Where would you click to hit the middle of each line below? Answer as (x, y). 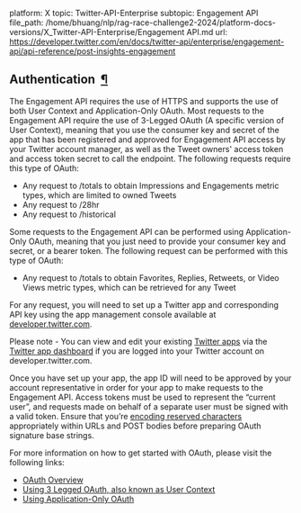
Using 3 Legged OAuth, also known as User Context (119, 489)
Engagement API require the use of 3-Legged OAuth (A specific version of (147, 120)
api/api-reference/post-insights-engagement (93, 51)
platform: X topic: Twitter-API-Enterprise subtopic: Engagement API (134, 13)
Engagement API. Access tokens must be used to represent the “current (142, 397)
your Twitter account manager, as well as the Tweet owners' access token (146, 148)
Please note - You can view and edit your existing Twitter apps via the (138, 341)
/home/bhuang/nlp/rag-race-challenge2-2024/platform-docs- (161, 22)
